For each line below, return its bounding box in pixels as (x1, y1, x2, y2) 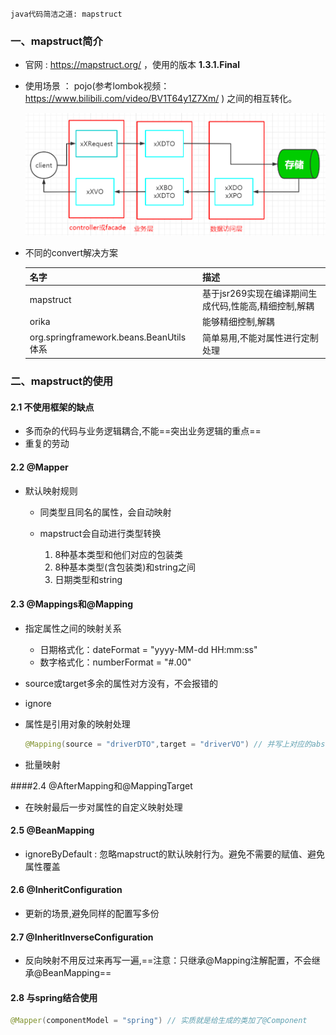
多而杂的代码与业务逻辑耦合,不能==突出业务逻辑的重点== (24, 425, 262, 437)
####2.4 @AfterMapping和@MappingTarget (10, 779, 193, 792)
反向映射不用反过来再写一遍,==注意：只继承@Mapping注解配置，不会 (24, 954, 312, 967)
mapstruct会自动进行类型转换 (39, 527, 162, 539)
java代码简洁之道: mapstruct (10, 9, 123, 19)
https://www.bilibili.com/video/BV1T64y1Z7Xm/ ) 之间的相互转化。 (24, 93, 298, 105)
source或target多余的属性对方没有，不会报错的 (24, 677, 218, 689)
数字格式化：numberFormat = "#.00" (39, 656, 192, 668)
